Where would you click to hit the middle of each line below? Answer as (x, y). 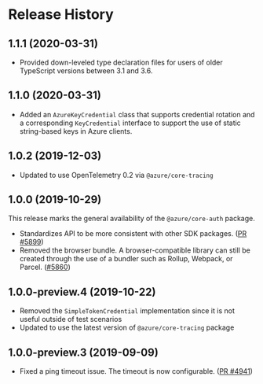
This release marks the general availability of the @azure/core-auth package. (131, 219)
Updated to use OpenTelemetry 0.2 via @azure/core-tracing (116, 175)
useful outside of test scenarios (71, 319)
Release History (61, 15)
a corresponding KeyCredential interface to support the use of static (130, 123)
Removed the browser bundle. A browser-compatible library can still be (135, 250)
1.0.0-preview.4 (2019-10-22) (82, 292)
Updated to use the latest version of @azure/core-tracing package (127, 327)
